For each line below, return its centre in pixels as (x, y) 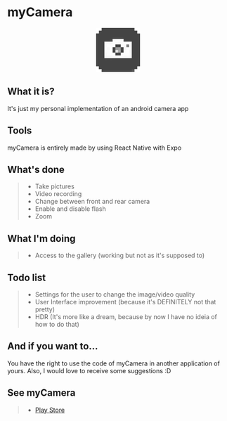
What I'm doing (41, 239)
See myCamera (41, 393)
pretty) (45, 309)
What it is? (31, 92)
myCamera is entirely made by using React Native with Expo (95, 148)
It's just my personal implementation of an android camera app (98, 108)
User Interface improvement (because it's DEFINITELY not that (125, 302)
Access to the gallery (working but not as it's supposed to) (120, 255)
